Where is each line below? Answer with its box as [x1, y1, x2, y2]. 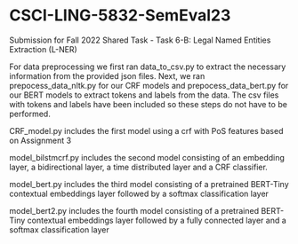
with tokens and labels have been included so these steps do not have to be [9, 98, 287, 109]
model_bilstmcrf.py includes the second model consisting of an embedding [9, 152, 285, 162]
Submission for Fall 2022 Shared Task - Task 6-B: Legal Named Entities [9, 35, 271, 45]
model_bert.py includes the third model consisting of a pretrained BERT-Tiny [9, 178, 289, 189]
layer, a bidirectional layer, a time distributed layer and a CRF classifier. [9, 161, 269, 172]
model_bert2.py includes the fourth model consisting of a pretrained [9, 205, 260, 216]
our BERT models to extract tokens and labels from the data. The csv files [9, 90, 279, 100]
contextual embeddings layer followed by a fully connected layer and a [27, 215, 286, 225]
